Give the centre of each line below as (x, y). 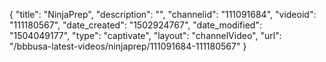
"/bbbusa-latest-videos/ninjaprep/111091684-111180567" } (128, 46)
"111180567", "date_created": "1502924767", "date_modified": (135, 25)
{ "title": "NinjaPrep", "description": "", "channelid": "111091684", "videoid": (163, 14)
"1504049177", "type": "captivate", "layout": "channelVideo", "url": (145, 35)
